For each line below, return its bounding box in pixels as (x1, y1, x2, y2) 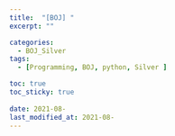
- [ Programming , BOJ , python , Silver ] (17, 63, 168, 72)
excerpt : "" (9, 22, 54, 31)
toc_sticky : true (9, 87, 75, 96)
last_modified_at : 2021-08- (9, 113, 115, 122)
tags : (9, 55, 30, 64)
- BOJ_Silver (17, 46, 67, 55)
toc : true (9, 79, 47, 88)
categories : (9, 38, 54, 47)
